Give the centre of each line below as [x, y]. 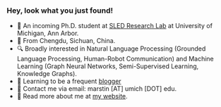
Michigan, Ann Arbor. [48, 33]
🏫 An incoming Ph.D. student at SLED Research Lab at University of [115, 26]
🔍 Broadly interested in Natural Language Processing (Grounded [111, 49]
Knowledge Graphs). [47, 74]
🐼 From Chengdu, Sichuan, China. [66, 41]
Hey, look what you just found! [60, 11]
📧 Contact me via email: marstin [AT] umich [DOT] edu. [97, 89]
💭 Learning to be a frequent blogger [69, 81]
